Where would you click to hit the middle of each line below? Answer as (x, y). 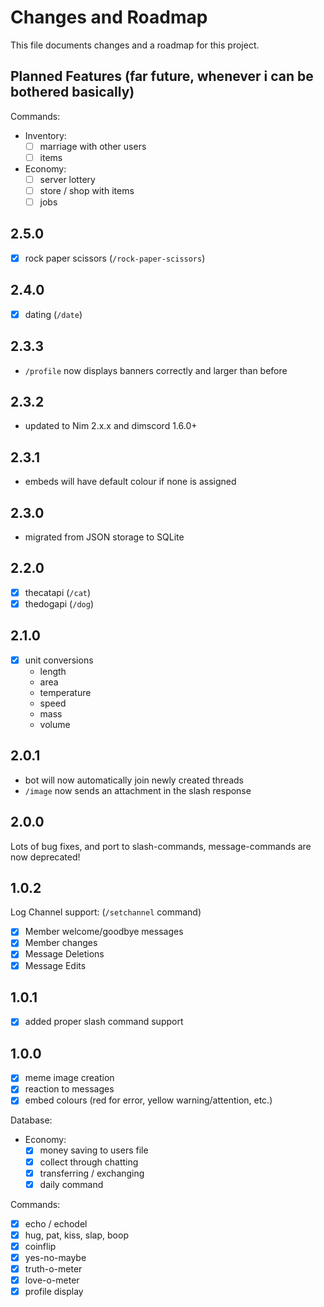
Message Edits (55, 965)
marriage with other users (93, 146)
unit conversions (59, 660)
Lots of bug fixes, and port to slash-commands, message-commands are (161, 846)
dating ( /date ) (53, 314)
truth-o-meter (53, 1268)
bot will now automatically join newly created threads (134, 780)
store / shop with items (87, 190)
